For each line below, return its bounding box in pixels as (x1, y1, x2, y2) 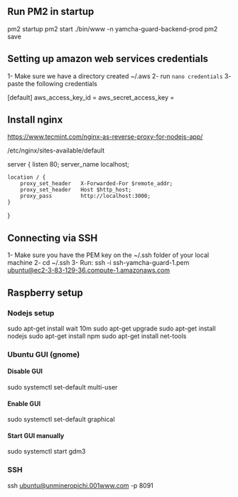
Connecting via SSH (7, 231, 98, 244)
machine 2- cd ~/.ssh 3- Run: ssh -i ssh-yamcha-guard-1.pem (7, 258, 190, 267)
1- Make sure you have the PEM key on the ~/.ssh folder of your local (7, 251, 210, 259)
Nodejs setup (7, 308, 55, 318)
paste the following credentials (7, 79, 98, 88)
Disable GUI (7, 367, 43, 376)
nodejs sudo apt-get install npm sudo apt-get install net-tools (7, 331, 187, 340)
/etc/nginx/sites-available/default (7, 146, 105, 155)
